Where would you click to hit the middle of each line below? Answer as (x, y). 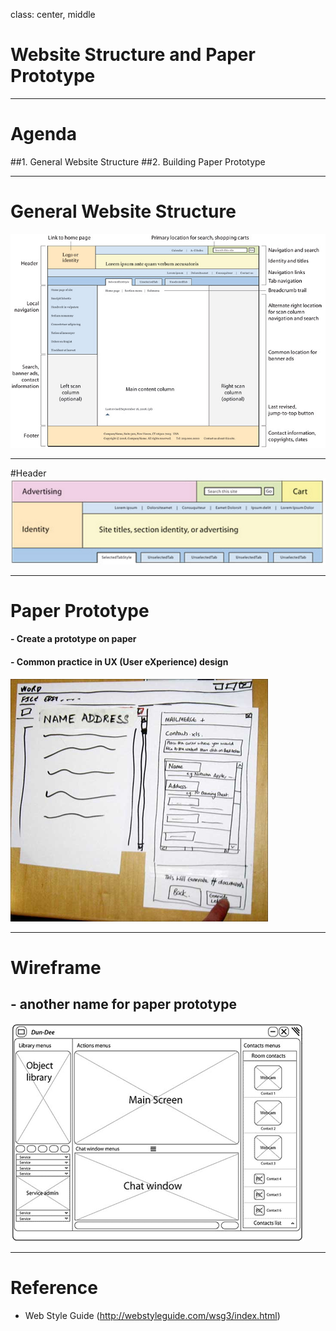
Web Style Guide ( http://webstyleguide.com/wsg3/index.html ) (152, 1315)
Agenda (43, 134)
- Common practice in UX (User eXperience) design (119, 661)
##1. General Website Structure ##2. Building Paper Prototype (138, 161)
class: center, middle (53, 14)
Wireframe (56, 967)
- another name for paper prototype (123, 1004)
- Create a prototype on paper (73, 639)
